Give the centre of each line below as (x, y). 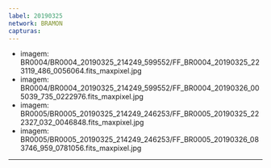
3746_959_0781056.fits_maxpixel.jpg (81, 148)
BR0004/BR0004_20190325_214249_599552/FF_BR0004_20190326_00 (140, 88)
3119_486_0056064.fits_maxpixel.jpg (81, 71)
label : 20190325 (35, 16)
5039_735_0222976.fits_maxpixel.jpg (81, 97)
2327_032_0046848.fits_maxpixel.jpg (82, 123)
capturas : (25, 31)
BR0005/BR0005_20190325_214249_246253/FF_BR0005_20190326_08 (140, 140)
